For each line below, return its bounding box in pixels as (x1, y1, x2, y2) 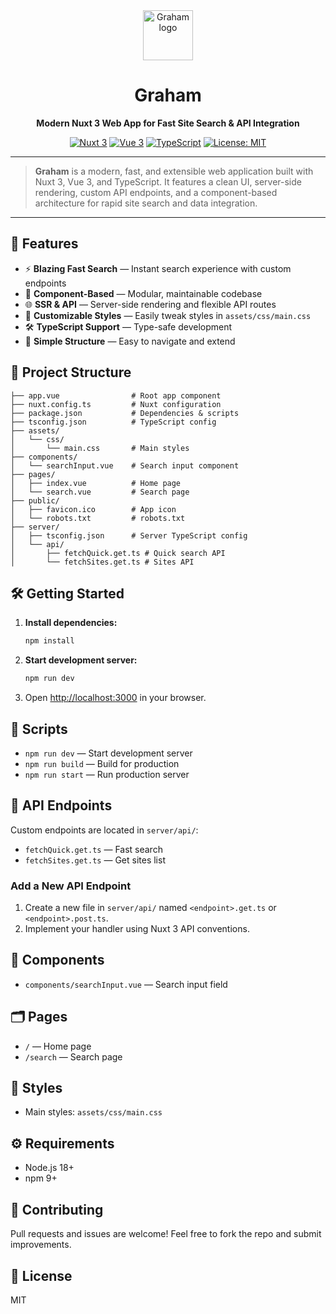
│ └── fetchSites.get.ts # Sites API (10, 557, 195, 567)
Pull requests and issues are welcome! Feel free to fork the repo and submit (10, 1228, 322, 1240)
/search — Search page (24, 1050, 123, 1063)
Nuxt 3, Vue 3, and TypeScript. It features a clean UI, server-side (34, 175, 302, 188)
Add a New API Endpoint (10, 879, 132, 893)
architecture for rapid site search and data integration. (34, 197, 258, 209)
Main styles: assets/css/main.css (24, 1106, 163, 1118)
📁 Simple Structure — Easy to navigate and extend (24, 335, 236, 347)
